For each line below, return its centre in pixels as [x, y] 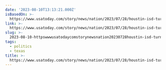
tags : [11, 42]
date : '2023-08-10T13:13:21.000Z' [41, 10]
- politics [21, 46]
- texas [18, 51]
